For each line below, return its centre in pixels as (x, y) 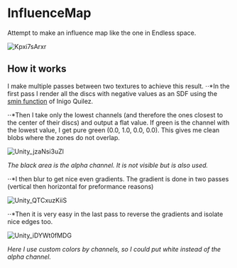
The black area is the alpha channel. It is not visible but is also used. (108, 165)
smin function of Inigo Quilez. (50, 101)
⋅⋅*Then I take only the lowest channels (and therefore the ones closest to (115, 114)
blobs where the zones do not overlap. (64, 137)
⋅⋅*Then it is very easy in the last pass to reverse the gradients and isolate (115, 214)
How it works (37, 69)
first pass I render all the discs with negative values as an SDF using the (112, 93)
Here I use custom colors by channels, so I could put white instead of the (114, 249)
